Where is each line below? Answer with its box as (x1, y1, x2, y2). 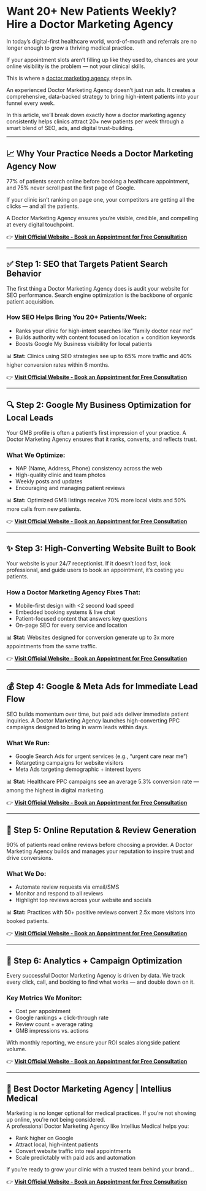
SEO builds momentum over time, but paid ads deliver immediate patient (6, 710, 189, 718)
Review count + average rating (15, 1021, 93, 1028)
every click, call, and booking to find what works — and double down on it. (6, 978, 195, 986)
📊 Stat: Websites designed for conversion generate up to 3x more (6, 634, 175, 641)
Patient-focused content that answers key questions (15, 615, 148, 622)
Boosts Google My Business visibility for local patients (15, 340, 152, 347)
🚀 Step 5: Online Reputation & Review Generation (6, 825, 197, 835)
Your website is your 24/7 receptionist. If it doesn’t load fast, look (6, 559, 171, 567)
